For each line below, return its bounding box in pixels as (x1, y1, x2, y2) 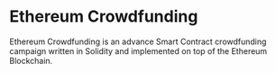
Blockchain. (9, 55, 53, 66)
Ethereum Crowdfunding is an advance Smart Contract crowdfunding (9, 36, 267, 47)
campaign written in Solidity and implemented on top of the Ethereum (9, 45, 268, 56)
